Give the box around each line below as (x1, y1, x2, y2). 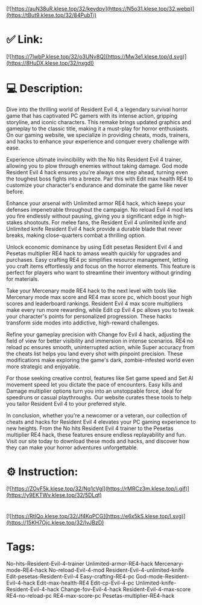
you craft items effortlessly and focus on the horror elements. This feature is (6, 262, 196, 270)
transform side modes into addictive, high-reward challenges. (6, 319, 160, 326)
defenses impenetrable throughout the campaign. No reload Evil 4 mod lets (6, 206, 193, 213)
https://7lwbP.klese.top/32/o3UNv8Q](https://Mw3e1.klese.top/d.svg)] (11, 52, 187, 60)
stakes (6, 218, 23, 226)
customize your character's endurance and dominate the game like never (6, 181, 188, 189)
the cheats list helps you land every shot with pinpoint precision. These (6, 350, 183, 357)
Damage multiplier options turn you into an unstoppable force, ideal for (6, 387, 183, 394)
